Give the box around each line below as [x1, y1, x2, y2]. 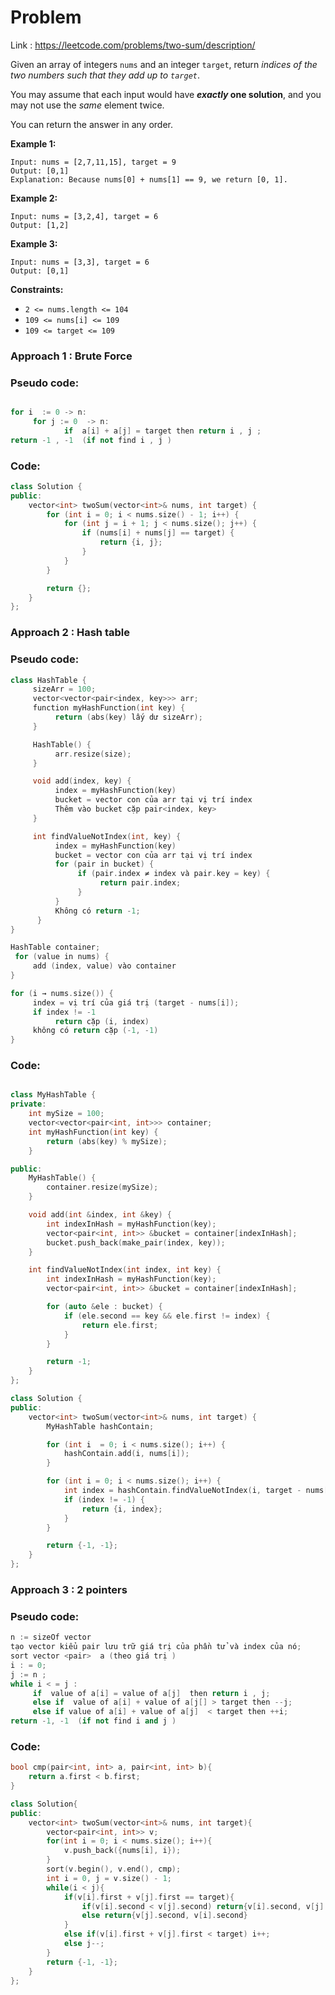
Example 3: [10, 237, 58, 250]
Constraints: [10, 283, 64, 295]
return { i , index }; [81, 1504, 163, 1514]
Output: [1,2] [10, 220, 70, 230]
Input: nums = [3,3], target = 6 [10, 257, 150, 267]
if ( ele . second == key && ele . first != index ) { [63, 1311, 271, 1321]
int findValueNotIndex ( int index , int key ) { [28, 1265, 222, 1275]
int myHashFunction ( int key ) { [28, 1127, 159, 1137]
